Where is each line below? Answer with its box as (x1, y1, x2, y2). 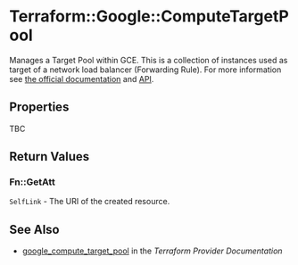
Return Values (9, 149, 90, 164)
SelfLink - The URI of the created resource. (9, 196, 170, 207)
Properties (9, 100, 70, 115)
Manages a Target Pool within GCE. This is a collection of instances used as (9, 54, 288, 65)
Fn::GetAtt (9, 176, 55, 188)
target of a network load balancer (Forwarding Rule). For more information (9, 64, 282, 75)
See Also (9, 221, 60, 237)
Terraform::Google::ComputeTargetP (9, 6, 290, 27)
